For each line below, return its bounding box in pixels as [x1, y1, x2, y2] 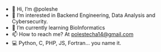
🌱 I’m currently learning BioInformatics [11, 24, 105, 31]
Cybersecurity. [11, 18, 48, 25]
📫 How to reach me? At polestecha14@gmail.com [11, 31, 134, 37]
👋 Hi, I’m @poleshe [11, 6, 58, 12]
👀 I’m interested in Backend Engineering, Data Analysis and [11, 12, 156, 19]
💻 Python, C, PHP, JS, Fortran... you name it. [11, 40, 121, 46]
